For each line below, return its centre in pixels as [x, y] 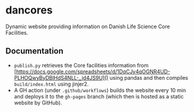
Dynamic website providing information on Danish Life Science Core [88, 26]
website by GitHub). [38, 103]
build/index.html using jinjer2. [51, 84]
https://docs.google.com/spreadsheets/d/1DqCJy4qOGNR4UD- [93, 72]
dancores [29, 10]
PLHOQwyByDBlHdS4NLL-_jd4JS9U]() [61, 77]
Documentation [35, 51]
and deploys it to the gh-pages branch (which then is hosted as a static [99, 96]
